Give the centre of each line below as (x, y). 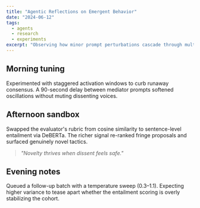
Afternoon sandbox (43, 114)
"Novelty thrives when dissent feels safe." (72, 153)
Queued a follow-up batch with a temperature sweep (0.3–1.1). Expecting (95, 186)
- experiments (29, 39)
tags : (13, 23)
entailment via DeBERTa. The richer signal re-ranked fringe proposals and (97, 135)
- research (25, 34)
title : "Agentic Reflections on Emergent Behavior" (71, 12)
